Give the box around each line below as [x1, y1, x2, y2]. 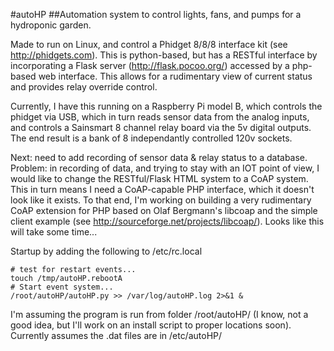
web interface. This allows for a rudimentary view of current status [38, 70, 313, 82]
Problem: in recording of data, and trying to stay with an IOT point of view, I [10, 162, 320, 174]
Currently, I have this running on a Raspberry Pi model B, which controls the [10, 100, 323, 112]
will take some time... [10, 226, 98, 238]
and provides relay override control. [10, 81, 158, 93]
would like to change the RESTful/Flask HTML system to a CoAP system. [10, 173, 309, 184]
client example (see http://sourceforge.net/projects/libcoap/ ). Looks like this [10, 215, 325, 227]
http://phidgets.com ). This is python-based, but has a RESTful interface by [10, 49, 318, 61]
